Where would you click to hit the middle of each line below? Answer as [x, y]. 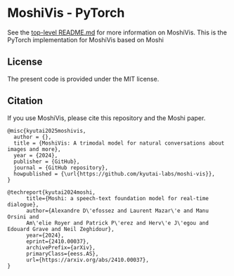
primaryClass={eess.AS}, [62, 254]
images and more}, [34, 149]
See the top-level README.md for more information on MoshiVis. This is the [117, 32]
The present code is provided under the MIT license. [83, 79]
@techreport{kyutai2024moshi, [52, 192]
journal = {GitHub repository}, [61, 167]
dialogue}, [23, 204]
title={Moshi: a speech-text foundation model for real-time [117, 198]
